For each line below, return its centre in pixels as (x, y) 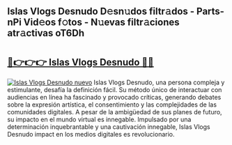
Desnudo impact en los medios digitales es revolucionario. (91, 134)
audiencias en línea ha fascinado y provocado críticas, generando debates (114, 97)
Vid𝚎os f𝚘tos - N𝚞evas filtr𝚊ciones (101, 23)
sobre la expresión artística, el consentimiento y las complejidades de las (112, 105)
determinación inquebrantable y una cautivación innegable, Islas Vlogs (109, 127)
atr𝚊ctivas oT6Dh (46, 33)
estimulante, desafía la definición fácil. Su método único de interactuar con (115, 90)
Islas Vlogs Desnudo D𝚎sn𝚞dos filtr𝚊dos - (101, 12)
